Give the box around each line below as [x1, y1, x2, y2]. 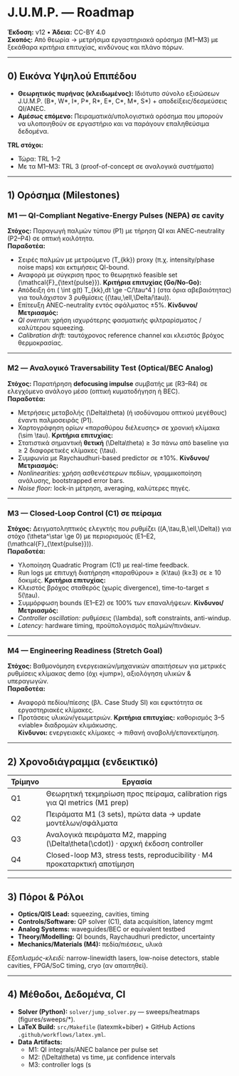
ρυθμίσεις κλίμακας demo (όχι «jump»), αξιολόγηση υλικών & [7, 669, 191, 678]
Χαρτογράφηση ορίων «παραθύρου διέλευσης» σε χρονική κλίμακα [17, 423, 221, 432]
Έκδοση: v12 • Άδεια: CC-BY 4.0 [7, 28, 106, 36]
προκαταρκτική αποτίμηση [46, 859, 135, 869]
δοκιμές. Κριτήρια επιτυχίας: [17, 576, 107, 585]
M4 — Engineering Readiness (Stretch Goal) [7, 645, 163, 655]
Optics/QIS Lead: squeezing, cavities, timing [17, 910, 149, 918]
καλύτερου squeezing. [17, 324, 85, 332]
